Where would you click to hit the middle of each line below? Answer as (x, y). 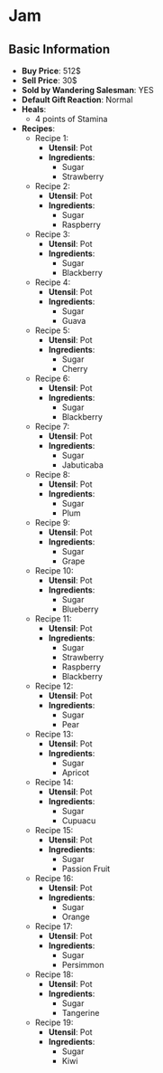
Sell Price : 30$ (49, 81)
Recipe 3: (53, 234)
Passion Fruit (86, 869)
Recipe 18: (54, 974)
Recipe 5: (52, 330)
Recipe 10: (54, 570)
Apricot (76, 773)
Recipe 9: (53, 522)
